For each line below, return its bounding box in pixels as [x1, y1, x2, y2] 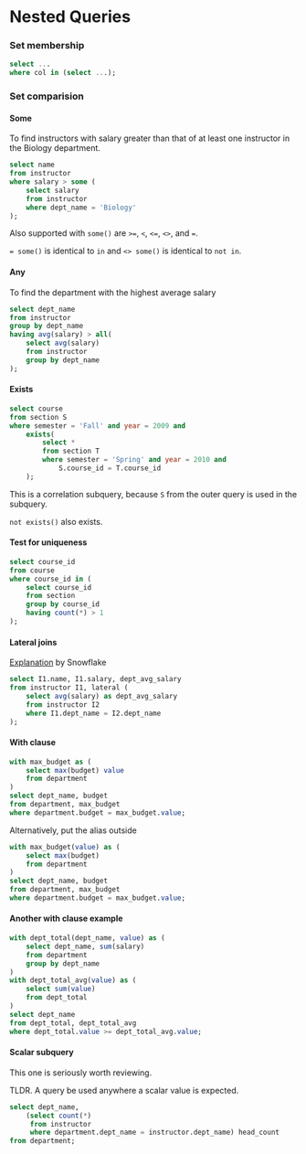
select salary [26, 186, 79, 195]
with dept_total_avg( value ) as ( [9, 976, 137, 985]
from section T [42, 446, 100, 456]
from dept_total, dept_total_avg [9, 1018, 137, 1028]
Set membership [9, 39, 85, 52]
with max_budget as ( [9, 757, 92, 766]
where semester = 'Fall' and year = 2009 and [9, 421, 185, 431]
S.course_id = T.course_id [58, 464, 162, 473]
